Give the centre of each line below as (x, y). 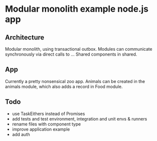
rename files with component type (46, 124)
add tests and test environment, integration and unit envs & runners (79, 119)
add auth (21, 134)
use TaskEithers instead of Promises (48, 114)
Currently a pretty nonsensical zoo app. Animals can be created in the (75, 81)
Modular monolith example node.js (77, 9)
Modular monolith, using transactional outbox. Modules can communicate (79, 49)
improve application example (41, 129)
